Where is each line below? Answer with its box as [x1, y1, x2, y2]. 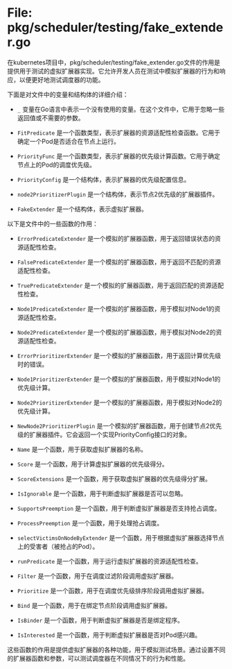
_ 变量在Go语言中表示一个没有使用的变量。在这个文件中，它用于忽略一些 [17, 105, 225, 113]
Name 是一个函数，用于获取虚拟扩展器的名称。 [17, 445, 148, 453]
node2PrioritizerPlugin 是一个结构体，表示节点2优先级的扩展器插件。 [17, 189, 219, 198]
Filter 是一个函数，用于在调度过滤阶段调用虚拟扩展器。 [17, 571, 178, 580]
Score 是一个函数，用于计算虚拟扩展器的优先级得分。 [17, 459, 168, 468]
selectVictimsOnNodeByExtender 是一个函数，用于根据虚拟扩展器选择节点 [17, 533, 225, 542]
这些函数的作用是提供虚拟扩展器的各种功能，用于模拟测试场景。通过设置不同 [7, 645, 226, 654]
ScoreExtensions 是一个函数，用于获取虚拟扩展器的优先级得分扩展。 [17, 474, 212, 483]
